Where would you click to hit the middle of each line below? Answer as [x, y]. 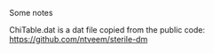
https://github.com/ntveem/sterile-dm [79, 39]
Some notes [31, 13]
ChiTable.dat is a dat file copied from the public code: [107, 30]
